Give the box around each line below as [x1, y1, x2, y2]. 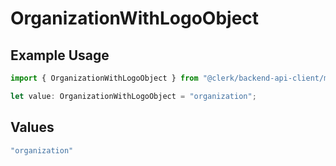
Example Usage [10, 47, 110, 64]
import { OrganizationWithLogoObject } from [10, 73, 199, 83]
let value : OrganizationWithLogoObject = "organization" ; [10, 91, 257, 101]
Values [10, 119, 55, 136]
